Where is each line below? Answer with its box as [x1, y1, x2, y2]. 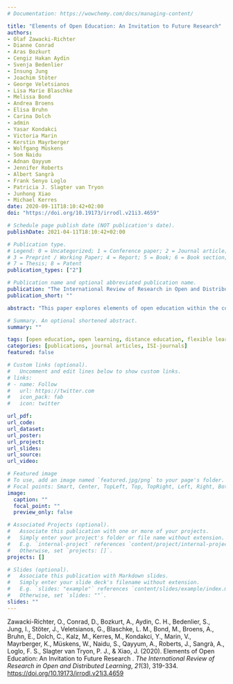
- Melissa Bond [7, 94, 51, 100]
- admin [7, 119, 30, 126]
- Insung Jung [7, 67, 49, 75]
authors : [7, 29, 33, 36]
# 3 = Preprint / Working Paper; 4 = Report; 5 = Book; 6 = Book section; [7, 254, 228, 261]
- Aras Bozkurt [7, 49, 51, 55]
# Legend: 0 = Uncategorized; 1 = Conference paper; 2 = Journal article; [7, 247, 228, 254]
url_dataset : [7, 426, 45, 432]
